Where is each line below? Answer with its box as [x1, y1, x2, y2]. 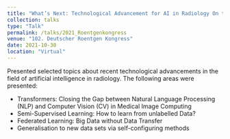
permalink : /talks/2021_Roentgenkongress [7, 29, 127, 36]
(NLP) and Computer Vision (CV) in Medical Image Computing [16, 102, 192, 110]
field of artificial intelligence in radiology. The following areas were [7, 74, 194, 82]
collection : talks [7, 16, 60, 23]
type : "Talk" [7, 23, 44, 29]
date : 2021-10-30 [7, 42, 57, 49]
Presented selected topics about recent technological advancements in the [7, 66, 219, 75]
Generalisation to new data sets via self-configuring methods [16, 124, 190, 132]
